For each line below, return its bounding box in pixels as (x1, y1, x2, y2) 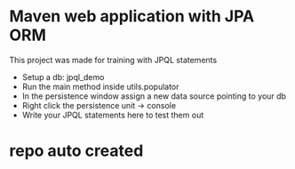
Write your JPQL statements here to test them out (21, 109, 204, 120)
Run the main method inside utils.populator (21, 81, 179, 92)
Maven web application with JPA (9, 6, 255, 27)
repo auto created (9, 141, 144, 161)
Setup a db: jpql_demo (21, 71, 105, 82)
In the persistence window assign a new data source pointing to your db (21, 91, 287, 101)
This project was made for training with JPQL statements (9, 54, 218, 65)
